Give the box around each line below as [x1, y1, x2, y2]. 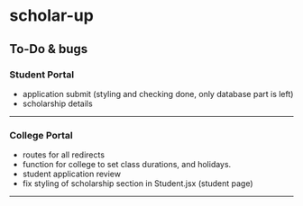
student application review [22, 168, 122, 180]
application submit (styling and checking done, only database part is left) [22, 88, 294, 99]
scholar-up [9, 5, 95, 26]
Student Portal [9, 68, 75, 81]
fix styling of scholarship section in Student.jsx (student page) [22, 178, 254, 189]
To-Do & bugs [9, 41, 88, 57]
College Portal [9, 129, 74, 141]
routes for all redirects [22, 149, 106, 160]
